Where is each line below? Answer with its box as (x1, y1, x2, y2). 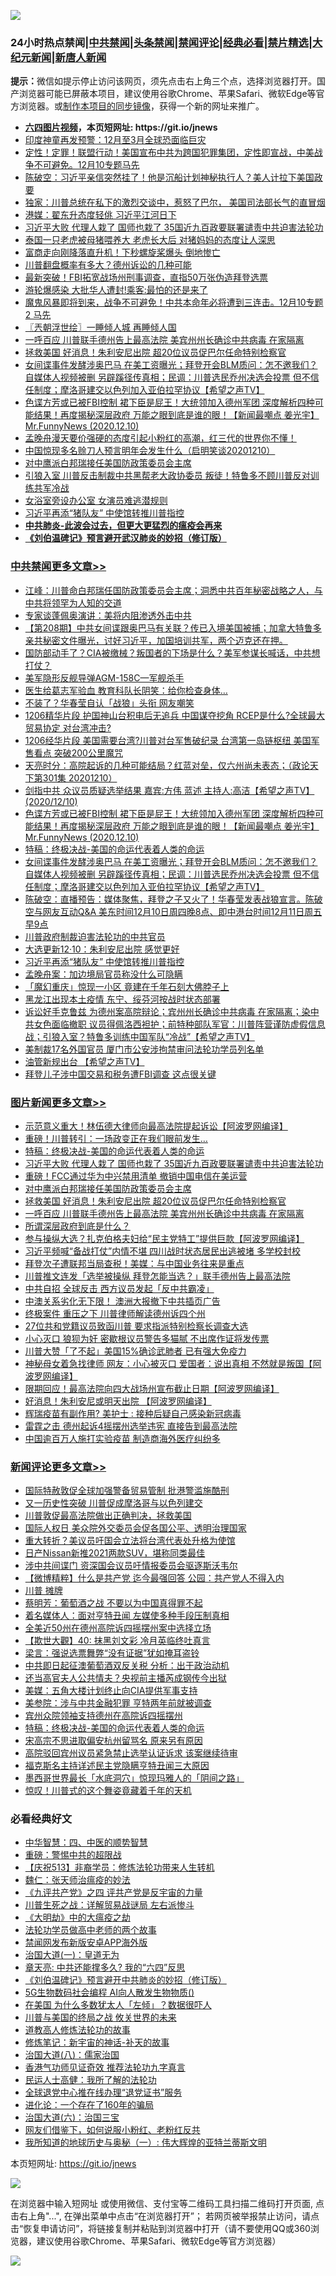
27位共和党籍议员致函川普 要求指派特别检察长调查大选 (24, 1320, 249, 1332)
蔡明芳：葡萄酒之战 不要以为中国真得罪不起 (24, 1597, 203, 1609)
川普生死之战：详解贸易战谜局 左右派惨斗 (24, 1899, 195, 1911)
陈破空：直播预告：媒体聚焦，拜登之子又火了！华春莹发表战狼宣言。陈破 (24, 893, 323, 905)
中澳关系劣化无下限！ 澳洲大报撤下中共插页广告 (24, 1295, 221, 1307)
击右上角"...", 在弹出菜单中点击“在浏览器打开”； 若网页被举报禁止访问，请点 (10, 2210, 320, 2222)
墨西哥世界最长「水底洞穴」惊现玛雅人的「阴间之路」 (24, 1772, 245, 1784)
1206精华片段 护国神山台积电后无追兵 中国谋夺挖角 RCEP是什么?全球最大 (24, 709, 326, 721)
